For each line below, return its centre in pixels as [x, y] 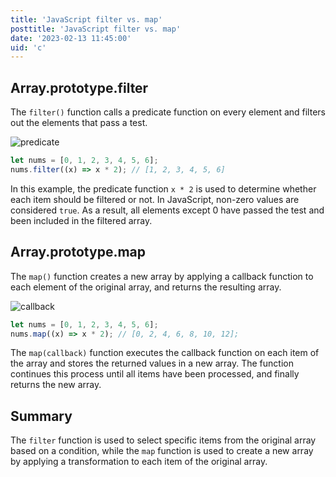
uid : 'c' [28, 47]
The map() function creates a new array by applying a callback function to [162, 276]
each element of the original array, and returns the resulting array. [146, 287]
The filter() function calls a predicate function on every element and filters [168, 112]
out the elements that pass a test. [79, 123]
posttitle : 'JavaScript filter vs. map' [96, 29]
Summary [41, 416]
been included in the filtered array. [81, 220]
